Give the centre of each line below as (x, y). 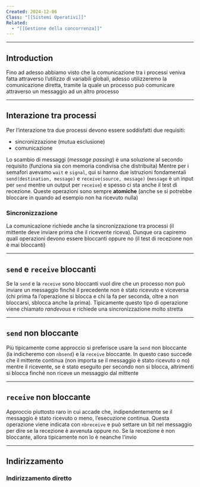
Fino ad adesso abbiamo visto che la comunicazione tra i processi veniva (96, 73)
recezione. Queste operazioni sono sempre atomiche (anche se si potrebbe (99, 191)
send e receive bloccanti (51, 269)
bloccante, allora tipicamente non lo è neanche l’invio (71, 437)
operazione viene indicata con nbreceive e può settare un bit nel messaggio (99, 424)
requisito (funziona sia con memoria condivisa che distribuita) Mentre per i (98, 166)
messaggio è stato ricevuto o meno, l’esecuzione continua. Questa (88, 418)
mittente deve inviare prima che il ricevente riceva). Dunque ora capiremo (96, 232)
